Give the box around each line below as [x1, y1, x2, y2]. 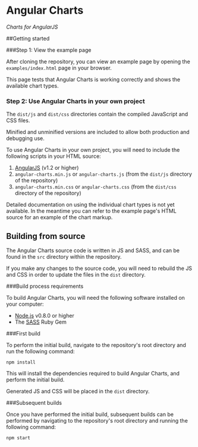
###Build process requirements [6, 283, 84, 290]
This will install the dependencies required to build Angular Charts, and [6, 370, 180, 377]
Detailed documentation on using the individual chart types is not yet [6, 201, 175, 209]
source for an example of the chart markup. [6, 214, 113, 221]
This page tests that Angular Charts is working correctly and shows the [6, 76, 181, 83]
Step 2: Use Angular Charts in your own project [6, 97, 145, 105]
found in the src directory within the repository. [6, 253, 122, 260]
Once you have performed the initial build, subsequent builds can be [6, 411, 174, 418]
